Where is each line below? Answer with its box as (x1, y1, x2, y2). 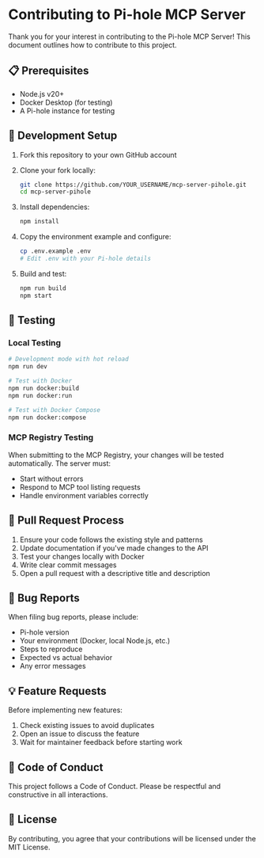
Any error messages (19, 662, 86, 671)
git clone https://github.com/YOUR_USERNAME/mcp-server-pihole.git (19, 181, 247, 189)
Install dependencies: (19, 202, 90, 212)
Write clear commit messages (19, 560, 117, 570)
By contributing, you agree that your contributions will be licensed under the (8, 833, 257, 843)
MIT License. (8, 842, 51, 852)
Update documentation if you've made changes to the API (19, 543, 209, 552)
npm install (19, 218, 59, 226)
